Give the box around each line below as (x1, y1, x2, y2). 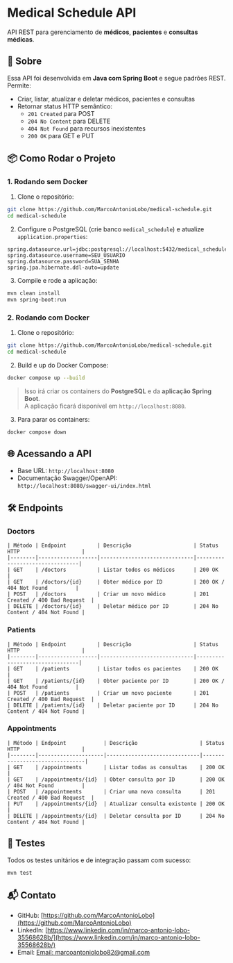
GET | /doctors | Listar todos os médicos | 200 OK (13, 566, 218, 574)
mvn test (7, 869, 33, 876)
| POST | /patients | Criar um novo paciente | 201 (7, 689, 209, 696)
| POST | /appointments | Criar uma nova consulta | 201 (7, 788, 216, 795)
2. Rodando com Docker (7, 313, 90, 322)
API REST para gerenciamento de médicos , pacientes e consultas (7, 28, 198, 36)
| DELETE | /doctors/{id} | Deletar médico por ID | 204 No (7, 603, 218, 610)
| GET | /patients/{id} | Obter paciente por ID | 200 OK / (7, 677, 225, 684)
